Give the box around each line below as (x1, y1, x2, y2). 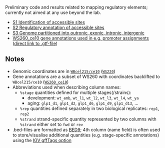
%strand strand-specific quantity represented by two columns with (19, 116, 156, 122)
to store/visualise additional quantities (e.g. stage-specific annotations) (12, 132, 159, 138)
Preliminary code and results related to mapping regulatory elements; (5, 4, 148, 10)
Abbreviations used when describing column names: (12, 84, 121, 90)
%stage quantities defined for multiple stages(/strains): (19, 89, 131, 95)
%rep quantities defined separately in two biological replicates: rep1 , (19, 105, 159, 111)
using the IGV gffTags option (12, 137, 71, 143)
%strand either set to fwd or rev (19, 121, 83, 127)
